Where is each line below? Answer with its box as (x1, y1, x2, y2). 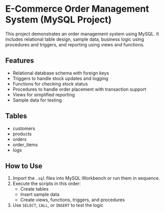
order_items (12, 141, 38, 148)
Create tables (20, 186, 49, 192)
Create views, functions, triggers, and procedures (20, 197, 125, 203)
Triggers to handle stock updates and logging (12, 75, 108, 82)
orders (12, 136, 27, 142)
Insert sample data (20, 192, 60, 198)
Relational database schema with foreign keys (12, 70, 109, 76)
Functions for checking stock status (12, 81, 88, 87)
